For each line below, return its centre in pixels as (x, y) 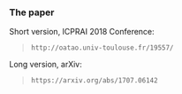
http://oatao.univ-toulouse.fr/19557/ (102, 48)
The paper (32, 12)
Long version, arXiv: (45, 65)
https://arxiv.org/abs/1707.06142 (94, 81)
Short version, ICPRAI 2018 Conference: (82, 32)
